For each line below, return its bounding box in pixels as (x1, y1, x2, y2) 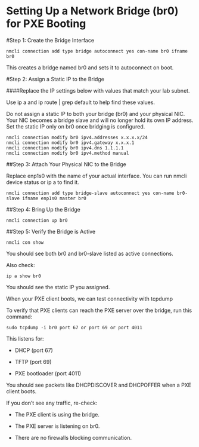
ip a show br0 (6, 273, 42, 279)
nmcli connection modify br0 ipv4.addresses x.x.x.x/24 (6, 134, 148, 140)
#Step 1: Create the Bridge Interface (6, 36, 94, 44)
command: (6, 313, 33, 320)
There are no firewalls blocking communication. (14, 434, 132, 441)
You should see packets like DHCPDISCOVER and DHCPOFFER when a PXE (6, 381, 192, 388)
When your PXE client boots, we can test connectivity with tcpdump (6, 295, 173, 302)
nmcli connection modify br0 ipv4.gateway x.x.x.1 (6, 139, 135, 146)
